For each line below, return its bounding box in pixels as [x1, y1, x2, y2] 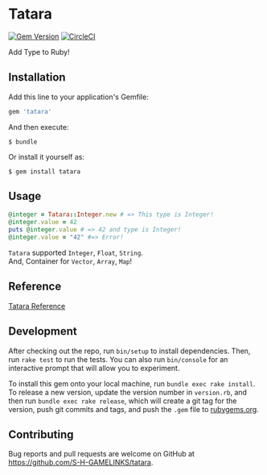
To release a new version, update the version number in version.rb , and [8, 387, 248, 397]
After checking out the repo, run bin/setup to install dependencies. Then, [8, 346, 251, 356]
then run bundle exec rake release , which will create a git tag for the [8, 396, 237, 406]
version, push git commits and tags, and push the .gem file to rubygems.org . [8, 404, 260, 414]
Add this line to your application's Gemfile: [8, 92, 149, 102]
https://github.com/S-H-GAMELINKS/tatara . [8, 457, 154, 468]
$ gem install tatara [8, 167, 81, 176]
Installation [8, 70, 66, 85]
